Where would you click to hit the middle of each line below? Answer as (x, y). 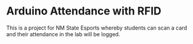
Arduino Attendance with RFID (84, 11)
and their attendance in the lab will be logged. (63, 34)
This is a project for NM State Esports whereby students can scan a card (97, 28)
